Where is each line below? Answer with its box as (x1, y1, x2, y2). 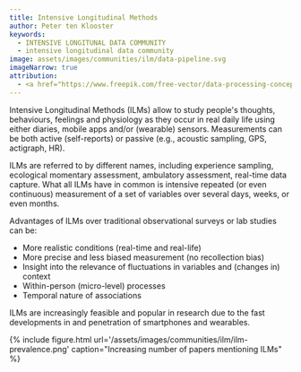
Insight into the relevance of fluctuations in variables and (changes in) (21, 261, 280, 272)
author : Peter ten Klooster (9, 22, 115, 30)
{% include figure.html (9, 333, 92, 345)
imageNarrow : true (9, 64, 78, 73)
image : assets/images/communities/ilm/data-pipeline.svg (9, 55, 227, 64)
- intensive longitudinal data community (17, 47, 175, 56)
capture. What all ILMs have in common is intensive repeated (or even (9, 178, 267, 189)
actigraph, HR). (9, 143, 65, 153)
